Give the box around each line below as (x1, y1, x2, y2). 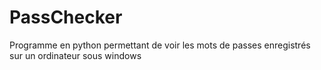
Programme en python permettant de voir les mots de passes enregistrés (9, 39, 311, 51)
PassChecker (9, 6, 123, 29)
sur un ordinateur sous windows (9, 49, 142, 61)
